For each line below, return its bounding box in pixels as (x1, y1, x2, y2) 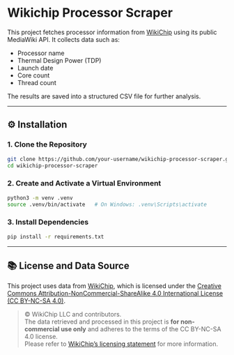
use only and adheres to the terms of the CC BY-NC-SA (61, 325, 221, 333)
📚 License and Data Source (7, 259, 130, 271)
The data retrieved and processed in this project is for (24, 317, 180, 326)
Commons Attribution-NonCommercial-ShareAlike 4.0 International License (7, 289, 224, 298)
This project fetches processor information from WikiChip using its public (7, 28, 217, 36)
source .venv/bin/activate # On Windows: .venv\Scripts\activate (7, 201, 208, 208)
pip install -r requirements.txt (7, 233, 104, 240)
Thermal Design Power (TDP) (17, 56, 102, 64)
